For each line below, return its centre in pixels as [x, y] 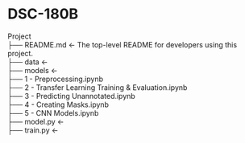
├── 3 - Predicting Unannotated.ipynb [72, 96]
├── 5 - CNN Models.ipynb [53, 112]
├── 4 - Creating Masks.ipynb [58, 104]
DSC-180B [43, 14]
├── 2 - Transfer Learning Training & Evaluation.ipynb [98, 87]
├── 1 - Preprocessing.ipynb [56, 79]
